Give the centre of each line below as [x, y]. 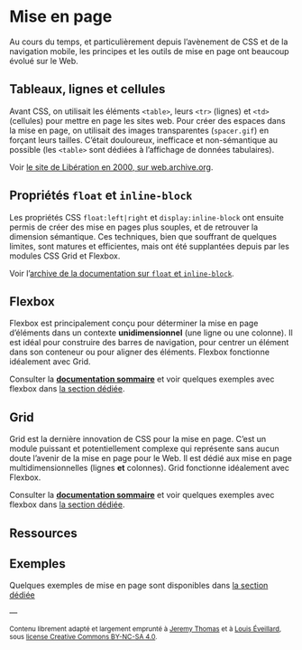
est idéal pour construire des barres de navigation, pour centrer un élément [149, 343]
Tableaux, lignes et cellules [87, 89]
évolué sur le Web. [44, 61]
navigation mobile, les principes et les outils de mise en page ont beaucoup [150, 51]
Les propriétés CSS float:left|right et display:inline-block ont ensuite [146, 217]
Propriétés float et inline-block [101, 196]
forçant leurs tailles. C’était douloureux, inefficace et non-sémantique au [143, 140]
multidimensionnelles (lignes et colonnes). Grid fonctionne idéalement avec [150, 468]
